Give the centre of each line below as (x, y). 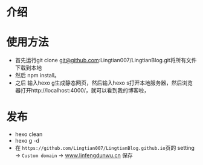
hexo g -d (27, 141)
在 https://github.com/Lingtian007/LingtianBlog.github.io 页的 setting (105, 148)
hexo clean (29, 134)
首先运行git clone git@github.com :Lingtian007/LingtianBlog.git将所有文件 (106, 60)
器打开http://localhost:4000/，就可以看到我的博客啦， (82, 91)
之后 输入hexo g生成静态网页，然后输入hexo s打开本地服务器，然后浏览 (104, 83)
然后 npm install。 (37, 76)
